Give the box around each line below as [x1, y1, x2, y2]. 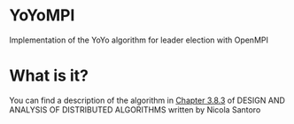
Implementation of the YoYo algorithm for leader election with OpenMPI [9, 35, 268, 45]
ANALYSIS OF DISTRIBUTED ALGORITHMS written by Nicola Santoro [9, 104, 261, 115]
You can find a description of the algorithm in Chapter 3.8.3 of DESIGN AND [9, 95, 286, 105]
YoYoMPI [9, 5, 75, 26]
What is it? [9, 66, 89, 86]
